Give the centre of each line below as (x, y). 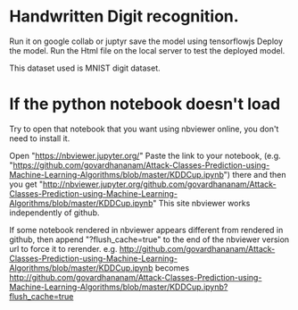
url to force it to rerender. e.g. (63, 248)
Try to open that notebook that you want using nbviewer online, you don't (144, 129)
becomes (172, 268)
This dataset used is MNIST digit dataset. (85, 68)
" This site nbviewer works (202, 203)
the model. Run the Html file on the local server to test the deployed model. (147, 50)
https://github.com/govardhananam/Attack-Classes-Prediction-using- (141, 165)
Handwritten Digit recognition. (124, 17)
